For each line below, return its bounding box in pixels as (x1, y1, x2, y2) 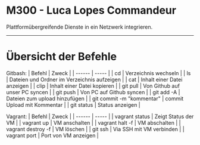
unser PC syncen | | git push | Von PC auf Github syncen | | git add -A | (6, 88, 180, 95)
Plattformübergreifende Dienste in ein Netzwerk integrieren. (6, 23, 153, 30)
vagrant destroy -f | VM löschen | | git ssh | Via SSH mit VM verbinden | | (6, 125, 185, 132)
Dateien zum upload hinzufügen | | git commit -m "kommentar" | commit (6, 95, 184, 102)
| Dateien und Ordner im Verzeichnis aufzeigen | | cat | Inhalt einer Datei (6, 76, 183, 83)
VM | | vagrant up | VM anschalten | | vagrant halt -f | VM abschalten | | (6, 119, 181, 126)
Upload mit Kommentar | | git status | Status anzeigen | (6, 101, 141, 108)
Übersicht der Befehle (6, 50, 117, 63)
